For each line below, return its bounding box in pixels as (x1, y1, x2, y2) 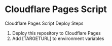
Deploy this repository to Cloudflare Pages (12, 30, 101, 36)
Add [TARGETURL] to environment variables (12, 35, 104, 41)
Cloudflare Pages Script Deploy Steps (5, 20, 84, 26)
